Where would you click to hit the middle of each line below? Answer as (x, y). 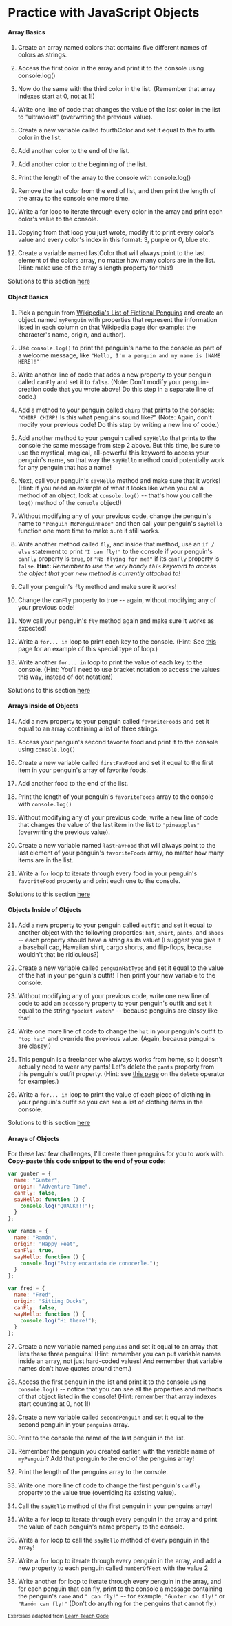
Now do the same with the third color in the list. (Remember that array (117, 89)
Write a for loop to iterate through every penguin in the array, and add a (120, 1561)
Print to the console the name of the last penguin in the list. (101, 1438)
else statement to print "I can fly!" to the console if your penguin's (115, 551)
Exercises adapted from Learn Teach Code (59, 1616)
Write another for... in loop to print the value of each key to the (110, 662)
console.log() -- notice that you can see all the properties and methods (120, 1389)
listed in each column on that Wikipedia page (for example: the (106, 327)
